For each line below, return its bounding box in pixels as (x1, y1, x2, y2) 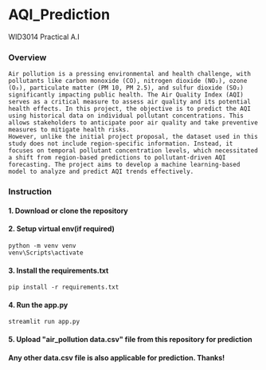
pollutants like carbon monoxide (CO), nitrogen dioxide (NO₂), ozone (8, 77, 248, 85)
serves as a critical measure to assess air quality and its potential (8, 98, 251, 106)
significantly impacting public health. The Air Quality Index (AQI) (8, 91, 244, 99)
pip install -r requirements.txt (8, 283, 119, 292)
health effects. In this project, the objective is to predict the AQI (8, 105, 251, 113)
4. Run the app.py (8, 300, 68, 309)
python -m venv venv (8, 242, 77, 250)
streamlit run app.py (8, 317, 80, 326)
